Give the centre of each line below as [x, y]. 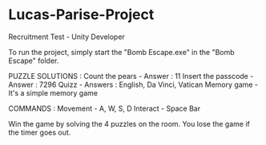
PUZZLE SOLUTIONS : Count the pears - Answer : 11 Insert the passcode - [131, 76]
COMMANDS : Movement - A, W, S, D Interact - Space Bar [105, 108]
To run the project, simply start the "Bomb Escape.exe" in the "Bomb [121, 52]
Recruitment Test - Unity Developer [67, 37]
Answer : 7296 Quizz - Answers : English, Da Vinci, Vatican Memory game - [133, 84]
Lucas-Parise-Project [81, 15]
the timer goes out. [40, 132]
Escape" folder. [34, 61]
